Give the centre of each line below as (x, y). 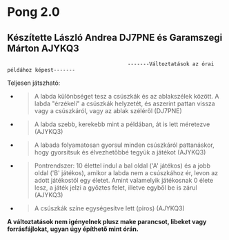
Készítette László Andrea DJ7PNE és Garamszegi (115, 38)
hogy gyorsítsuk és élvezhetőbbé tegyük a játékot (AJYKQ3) (120, 152)
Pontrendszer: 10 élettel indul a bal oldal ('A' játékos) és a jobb (122, 166)
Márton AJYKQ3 (43, 48)
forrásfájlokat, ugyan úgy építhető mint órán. (73, 229)
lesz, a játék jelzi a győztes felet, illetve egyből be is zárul (116, 188)
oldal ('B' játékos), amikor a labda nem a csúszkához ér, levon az (126, 173)
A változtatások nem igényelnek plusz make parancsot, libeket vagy (107, 222)
